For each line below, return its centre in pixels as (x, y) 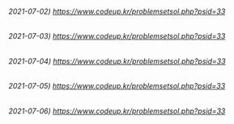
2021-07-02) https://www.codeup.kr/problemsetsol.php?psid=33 (117, 11)
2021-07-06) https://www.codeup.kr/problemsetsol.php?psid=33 (117, 111)
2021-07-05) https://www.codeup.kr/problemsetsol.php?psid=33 (117, 86)
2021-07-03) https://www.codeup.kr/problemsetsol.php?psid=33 (117, 36)
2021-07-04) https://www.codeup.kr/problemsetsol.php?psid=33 (117, 61)
